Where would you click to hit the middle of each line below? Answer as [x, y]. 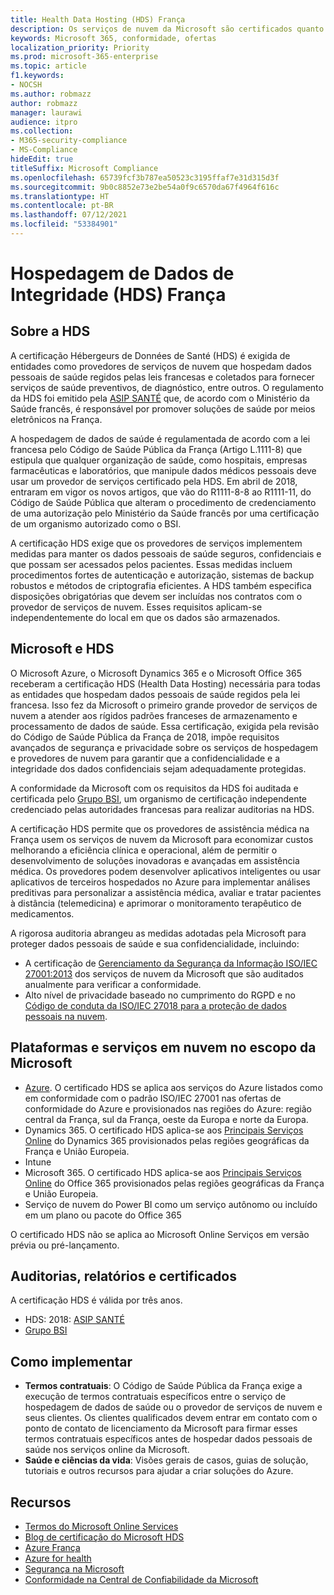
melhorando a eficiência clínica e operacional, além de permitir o [144, 850]
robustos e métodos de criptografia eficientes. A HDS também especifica [161, 585]
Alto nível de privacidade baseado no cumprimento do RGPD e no [160, 995]
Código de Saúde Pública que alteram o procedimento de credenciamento [163, 502]
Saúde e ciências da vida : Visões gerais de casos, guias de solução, [166, 1460]
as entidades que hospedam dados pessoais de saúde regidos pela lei [155, 694]
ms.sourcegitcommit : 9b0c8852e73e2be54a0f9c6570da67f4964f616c [145, 187]
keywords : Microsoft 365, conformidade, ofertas [113, 38]
